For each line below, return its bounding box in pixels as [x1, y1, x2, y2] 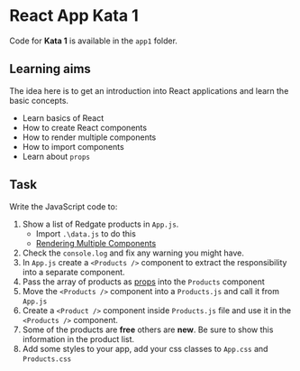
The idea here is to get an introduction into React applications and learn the [9, 85, 289, 96]
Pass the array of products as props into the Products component [22, 276, 266, 287]
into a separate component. [22, 266, 125, 277]
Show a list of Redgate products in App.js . [22, 218, 179, 229]
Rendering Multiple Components [35, 237, 157, 248]
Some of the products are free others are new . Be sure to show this [22, 324, 274, 335]
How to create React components [22, 122, 147, 133]
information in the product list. [22, 333, 135, 344]
